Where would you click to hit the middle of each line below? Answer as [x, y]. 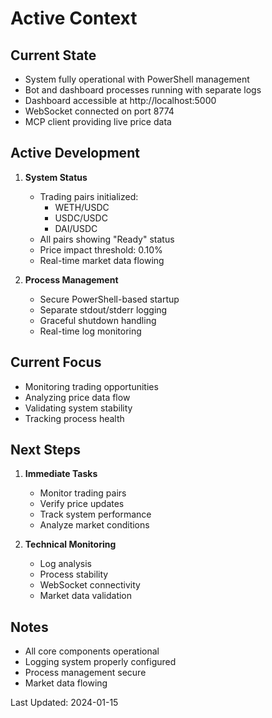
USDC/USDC [81, 218]
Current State [53, 55]
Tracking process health [74, 418]
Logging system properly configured [100, 662]
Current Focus [56, 362]
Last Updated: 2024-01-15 [64, 703]
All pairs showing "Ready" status [107, 239]
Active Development [75, 153]
